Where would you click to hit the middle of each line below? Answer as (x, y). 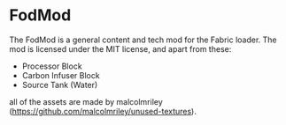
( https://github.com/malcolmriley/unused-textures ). (103, 111)
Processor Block (52, 66)
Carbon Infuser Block (61, 75)
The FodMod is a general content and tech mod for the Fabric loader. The (143, 40)
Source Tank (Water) (60, 85)
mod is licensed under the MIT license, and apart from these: (120, 48)
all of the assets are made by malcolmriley (86, 101)
